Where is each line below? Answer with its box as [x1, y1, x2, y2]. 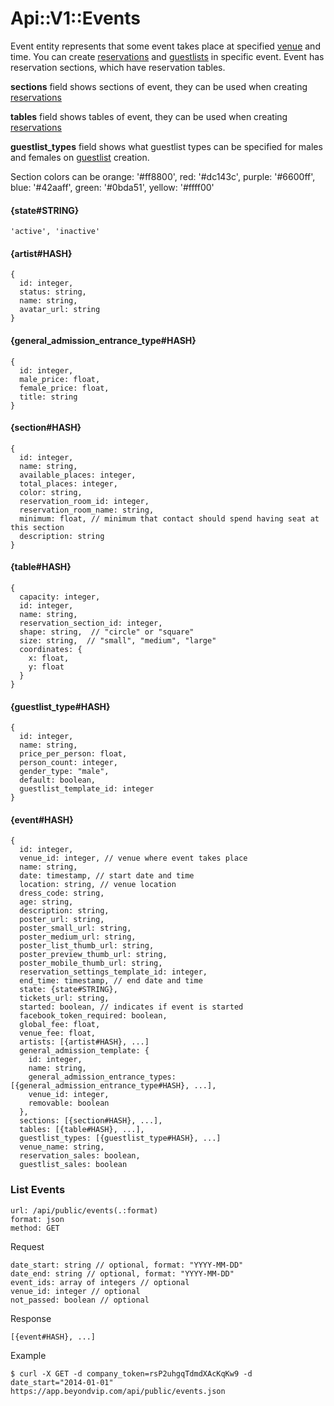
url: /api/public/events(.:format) [10, 1205, 159, 1216]
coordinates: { [19, 644, 83, 654]
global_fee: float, [19, 1020, 101, 1030]
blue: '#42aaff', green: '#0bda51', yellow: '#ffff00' [10, 181, 215, 193]
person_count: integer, [19, 758, 118, 768]
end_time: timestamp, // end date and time [19, 976, 203, 986]
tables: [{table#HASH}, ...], [19, 1125, 145, 1135]
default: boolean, [19, 775, 97, 786]
